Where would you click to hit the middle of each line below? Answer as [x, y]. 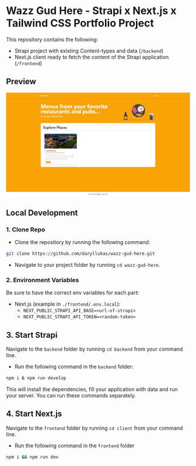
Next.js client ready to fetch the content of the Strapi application [92, 57]
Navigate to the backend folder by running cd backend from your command [94, 349]
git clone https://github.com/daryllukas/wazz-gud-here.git [81, 253]
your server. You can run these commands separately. [71, 395]
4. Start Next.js [34, 414]
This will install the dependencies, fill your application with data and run [92, 389]
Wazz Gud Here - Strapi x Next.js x [91, 11]
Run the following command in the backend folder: [74, 366]
